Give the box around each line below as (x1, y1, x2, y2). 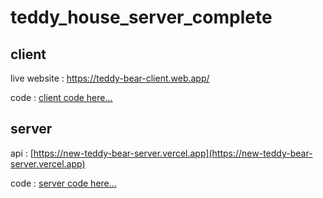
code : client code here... (10, 92, 113, 103)
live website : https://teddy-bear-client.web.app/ (10, 72, 210, 84)
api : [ (10, 147, 34, 159)
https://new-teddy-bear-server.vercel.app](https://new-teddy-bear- (33, 147, 313, 159)
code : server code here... (10, 177, 117, 189)
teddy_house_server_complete (10, 6, 273, 29)
